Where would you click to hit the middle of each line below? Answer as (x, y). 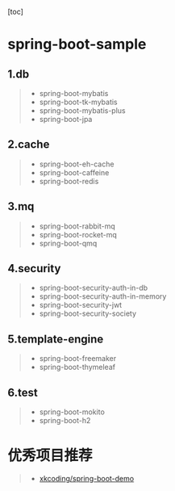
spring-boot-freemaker (78, 359)
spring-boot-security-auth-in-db (94, 288)
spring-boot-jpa (66, 119)
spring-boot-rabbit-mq (77, 226)
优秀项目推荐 (50, 456)
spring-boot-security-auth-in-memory (103, 296)
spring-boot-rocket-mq (78, 234)
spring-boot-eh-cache (77, 164)
